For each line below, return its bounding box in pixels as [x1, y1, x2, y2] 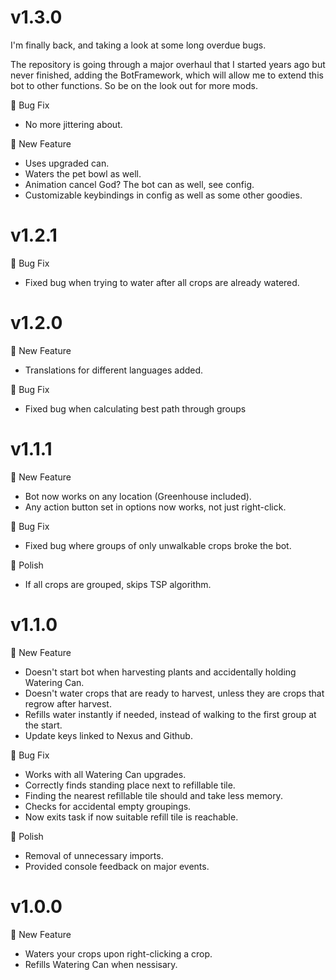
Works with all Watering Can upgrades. [24, 768, 187, 780]
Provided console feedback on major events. [24, 860, 210, 872]
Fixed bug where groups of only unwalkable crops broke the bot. [24, 539, 292, 551]
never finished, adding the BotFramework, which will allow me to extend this [10, 69, 324, 81]
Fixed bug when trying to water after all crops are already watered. [24, 276, 300, 288]
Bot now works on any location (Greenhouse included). [24, 490, 252, 502]
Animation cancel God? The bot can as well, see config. [24, 178, 255, 190]
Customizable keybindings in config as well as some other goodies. [24, 189, 303, 201]
